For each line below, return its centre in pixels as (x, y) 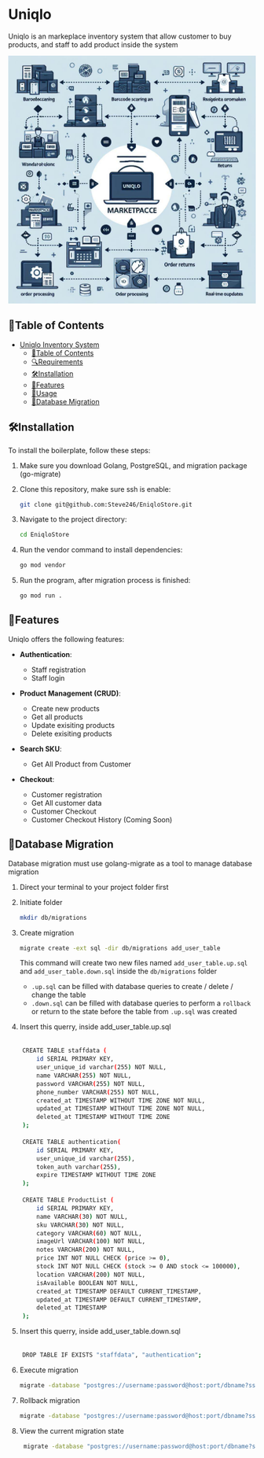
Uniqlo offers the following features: (66, 639)
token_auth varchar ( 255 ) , (79, 1167)
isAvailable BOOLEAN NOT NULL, (88, 1283)
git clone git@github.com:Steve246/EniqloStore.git (106, 504)
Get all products (57, 717)
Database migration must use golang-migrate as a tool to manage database (130, 863)
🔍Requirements (57, 362)
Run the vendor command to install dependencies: (101, 550)
